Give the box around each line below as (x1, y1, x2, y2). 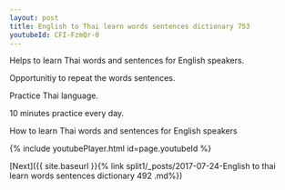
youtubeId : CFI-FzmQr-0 (9, 30, 100, 39)
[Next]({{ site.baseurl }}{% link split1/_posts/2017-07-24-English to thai (9, 161, 276, 172)
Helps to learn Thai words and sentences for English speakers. (9, 55, 245, 66)
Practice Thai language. (9, 90, 98, 101)
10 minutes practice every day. (9, 108, 125, 119)
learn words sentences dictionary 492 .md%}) (9, 170, 183, 182)
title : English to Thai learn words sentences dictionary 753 (9, 22, 250, 31)
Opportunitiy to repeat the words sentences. (9, 73, 176, 84)
